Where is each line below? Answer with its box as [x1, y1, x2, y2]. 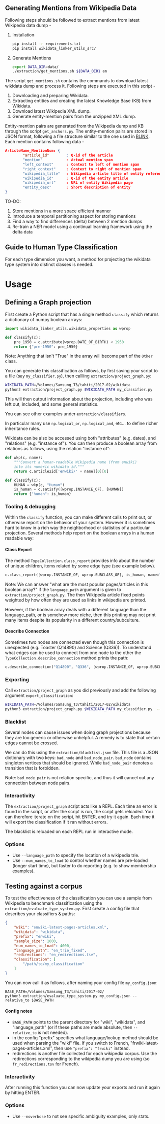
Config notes [5, 1008, 32, 1014]
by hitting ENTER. [5, 1090, 41, 1095]
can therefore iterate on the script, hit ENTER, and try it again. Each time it [5, 814, 155, 820]
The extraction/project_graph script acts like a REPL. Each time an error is [5, 803, 157, 809]
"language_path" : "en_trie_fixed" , [14, 948, 87, 953]
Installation [12, 32, 35, 37]
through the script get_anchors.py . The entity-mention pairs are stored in [5, 128, 152, 134]
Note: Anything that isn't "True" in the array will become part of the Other [5, 353, 153, 359]
